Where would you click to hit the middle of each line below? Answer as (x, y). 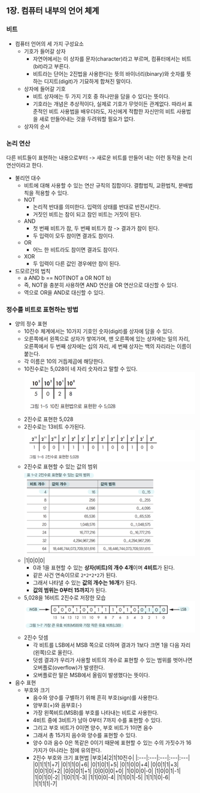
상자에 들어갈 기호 (45, 88)
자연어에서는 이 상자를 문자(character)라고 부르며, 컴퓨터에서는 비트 (112, 58)
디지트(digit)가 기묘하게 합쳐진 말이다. (88, 81)
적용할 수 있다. (52, 193)
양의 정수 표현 (31, 324)
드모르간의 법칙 (33, 271)
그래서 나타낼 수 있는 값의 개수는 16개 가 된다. (85, 583)
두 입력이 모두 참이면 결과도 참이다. (74, 236)
